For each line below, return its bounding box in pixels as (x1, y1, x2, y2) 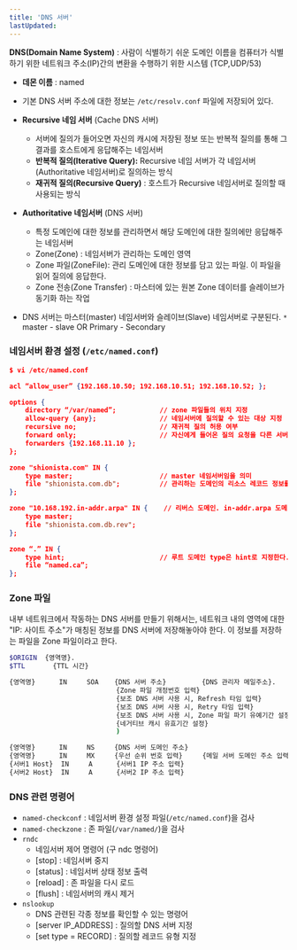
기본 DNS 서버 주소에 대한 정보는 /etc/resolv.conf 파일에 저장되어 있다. (21, 95, 274, 106)
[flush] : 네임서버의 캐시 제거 (34, 888, 135, 899)
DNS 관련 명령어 (9, 790, 75, 803)
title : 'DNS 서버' (9, 12, 73, 22)
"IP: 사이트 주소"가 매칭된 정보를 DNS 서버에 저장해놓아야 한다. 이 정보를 (9, 625, 259, 635)
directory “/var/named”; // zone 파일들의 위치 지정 (25, 406, 248, 415)
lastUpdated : (9, 21, 57, 30)
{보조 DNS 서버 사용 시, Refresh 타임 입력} (116, 694, 263, 703)
